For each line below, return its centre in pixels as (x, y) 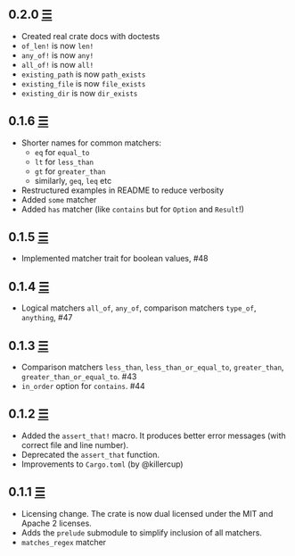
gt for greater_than (70, 171)
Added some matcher (59, 199)
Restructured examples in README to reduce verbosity (123, 190)
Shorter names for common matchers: (91, 143)
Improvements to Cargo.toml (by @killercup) (102, 464)
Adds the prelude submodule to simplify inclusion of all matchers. (141, 532)
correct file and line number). (75, 444)
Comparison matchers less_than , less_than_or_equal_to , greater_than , (152, 367)
